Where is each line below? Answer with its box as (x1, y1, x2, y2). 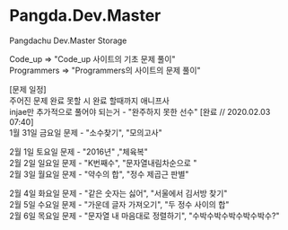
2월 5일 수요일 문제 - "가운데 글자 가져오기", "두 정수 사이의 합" (9, 199, 230, 209)
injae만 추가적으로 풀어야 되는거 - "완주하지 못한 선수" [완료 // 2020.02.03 (9, 106, 271, 117)
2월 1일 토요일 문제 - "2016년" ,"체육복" (9, 146, 148, 157)
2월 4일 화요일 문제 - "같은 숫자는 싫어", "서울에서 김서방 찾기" (9, 188, 228, 199)
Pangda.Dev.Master (9, 5, 161, 26)
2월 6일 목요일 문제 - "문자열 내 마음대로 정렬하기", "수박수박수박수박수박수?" (9, 210, 280, 221)
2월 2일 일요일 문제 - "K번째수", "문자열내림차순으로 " (9, 157, 197, 168)
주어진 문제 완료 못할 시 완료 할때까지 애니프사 (9, 95, 170, 106)
